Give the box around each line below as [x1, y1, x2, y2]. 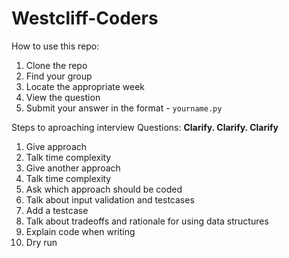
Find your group [25, 70, 93, 82]
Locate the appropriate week [25, 80, 146, 92]
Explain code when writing [25, 225, 136, 237]
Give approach [25, 140, 88, 152]
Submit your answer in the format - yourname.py [25, 102, 223, 114]
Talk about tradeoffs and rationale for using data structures [25, 215, 269, 227]
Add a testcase [25, 204, 89, 216]
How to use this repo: [11, 40, 100, 52]
